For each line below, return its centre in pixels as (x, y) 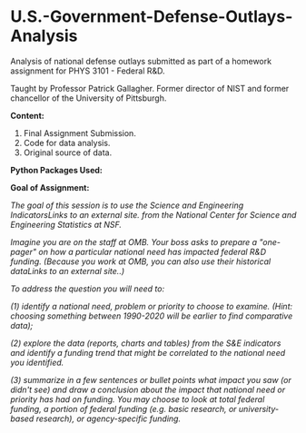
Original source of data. (68, 153)
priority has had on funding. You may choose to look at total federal (138, 399)
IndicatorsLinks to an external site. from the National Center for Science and (153, 214)
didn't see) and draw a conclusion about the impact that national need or (148, 389)
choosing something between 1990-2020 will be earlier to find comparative (152, 316)
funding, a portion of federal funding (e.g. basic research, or (123, 408)
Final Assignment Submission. (80, 133)
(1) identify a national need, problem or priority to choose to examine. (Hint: (152, 306)
